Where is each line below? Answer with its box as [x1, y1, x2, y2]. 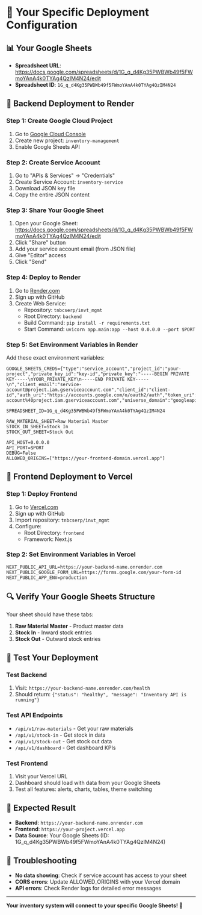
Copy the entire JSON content [14, 191, 90, 198]
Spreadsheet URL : [14, 62, 61, 69]
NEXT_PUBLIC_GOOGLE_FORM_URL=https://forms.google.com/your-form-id [6, 569, 182, 575]
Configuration [6, 18, 78, 32]
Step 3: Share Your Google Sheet [6, 206, 104, 214]
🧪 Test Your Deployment [6, 653, 99, 663]
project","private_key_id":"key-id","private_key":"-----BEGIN [6, 370, 168, 377]
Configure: [14, 522, 42, 529]
